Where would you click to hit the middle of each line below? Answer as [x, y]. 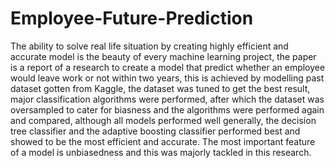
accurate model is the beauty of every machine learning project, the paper [163, 56]
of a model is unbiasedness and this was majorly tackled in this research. [161, 152]
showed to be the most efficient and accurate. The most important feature [163, 141]
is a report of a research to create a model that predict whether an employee [168, 67]
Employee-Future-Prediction [132, 18]
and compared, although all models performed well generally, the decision [163, 120]
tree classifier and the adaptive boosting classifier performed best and [155, 131]
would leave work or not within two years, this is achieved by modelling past [167, 78]
